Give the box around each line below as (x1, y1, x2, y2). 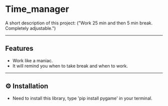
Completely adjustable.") (5, 25, 56, 31)
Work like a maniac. (12, 57, 53, 63)
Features (5, 44, 33, 53)
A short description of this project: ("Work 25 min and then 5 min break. (5, 20, 153, 26)
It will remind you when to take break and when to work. (12, 63, 128, 69)
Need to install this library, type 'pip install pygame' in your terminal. (12, 95, 152, 101)
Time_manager (5, 3, 69, 15)
